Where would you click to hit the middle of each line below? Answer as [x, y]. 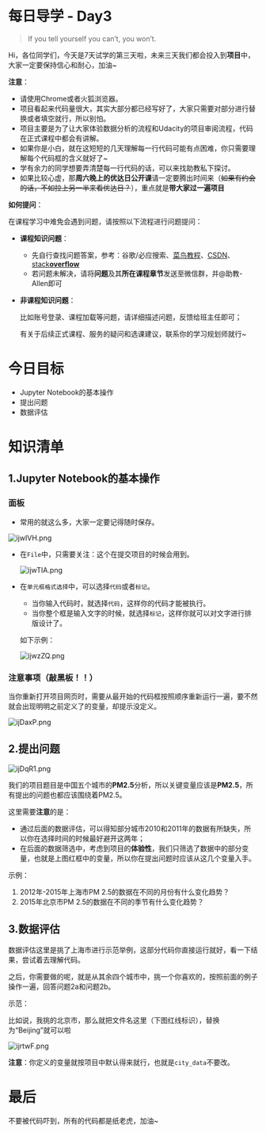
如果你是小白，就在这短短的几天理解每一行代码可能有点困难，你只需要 [134, 148]
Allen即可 [47, 283]
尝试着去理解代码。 [53, 959]
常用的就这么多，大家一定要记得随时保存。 [89, 522]
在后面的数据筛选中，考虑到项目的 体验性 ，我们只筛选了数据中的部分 [131, 848]
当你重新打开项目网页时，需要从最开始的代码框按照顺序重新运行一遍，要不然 [133, 696]
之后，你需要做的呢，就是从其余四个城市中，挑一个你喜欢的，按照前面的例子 [133, 976]
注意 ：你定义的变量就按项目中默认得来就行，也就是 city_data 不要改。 [122, 1062]
